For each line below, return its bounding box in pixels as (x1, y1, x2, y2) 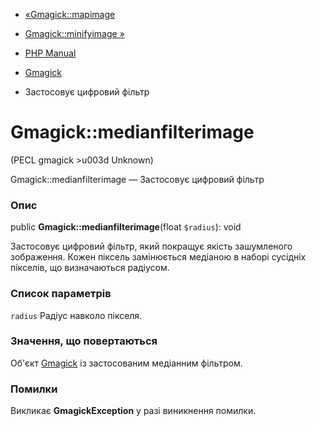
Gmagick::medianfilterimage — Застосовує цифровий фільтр (10, 173, 265, 185)
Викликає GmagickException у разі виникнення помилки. (10, 405, 257, 417)
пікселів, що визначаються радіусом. (10, 262, 170, 274)
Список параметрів (10, 287, 112, 301)
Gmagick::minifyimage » (24, 28, 125, 39)
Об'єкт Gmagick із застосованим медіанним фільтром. (10, 357, 243, 369)
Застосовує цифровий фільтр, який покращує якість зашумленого (10, 240, 293, 253)
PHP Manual (24, 47, 77, 59)
